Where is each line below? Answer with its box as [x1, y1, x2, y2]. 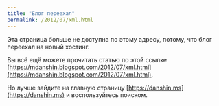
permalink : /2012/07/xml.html [7, 16, 94, 23]
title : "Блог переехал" [7, 10, 76, 17]
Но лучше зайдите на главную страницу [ [7, 83, 129, 92]
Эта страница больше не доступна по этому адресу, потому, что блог [7, 35, 213, 43]
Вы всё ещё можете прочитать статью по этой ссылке [7, 55, 167, 64]
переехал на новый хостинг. [7, 42, 90, 51]
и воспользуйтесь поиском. [66, 90, 148, 99]
